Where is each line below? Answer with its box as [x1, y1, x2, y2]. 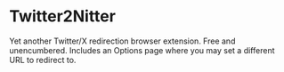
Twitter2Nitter [9, 6, 116, 27]
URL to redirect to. [9, 54, 77, 65]
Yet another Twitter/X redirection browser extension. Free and [9, 36, 236, 46]
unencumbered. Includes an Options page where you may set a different [9, 44, 275, 55]
